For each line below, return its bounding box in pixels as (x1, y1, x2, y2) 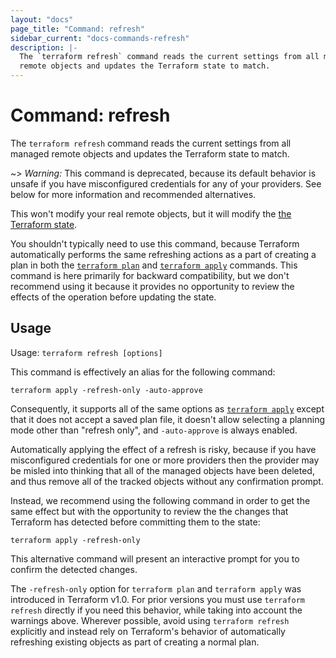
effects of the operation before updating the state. (10, 291, 217, 303)
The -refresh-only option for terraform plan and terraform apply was (10, 582, 302, 595)
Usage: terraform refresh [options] (10, 346, 163, 358)
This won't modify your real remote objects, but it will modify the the (10, 207, 292, 220)
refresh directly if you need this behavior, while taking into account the (10, 604, 303, 616)
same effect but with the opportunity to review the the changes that (10, 505, 289, 517)
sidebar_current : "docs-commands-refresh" (10, 33, 190, 43)
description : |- (10, 42, 78, 53)
